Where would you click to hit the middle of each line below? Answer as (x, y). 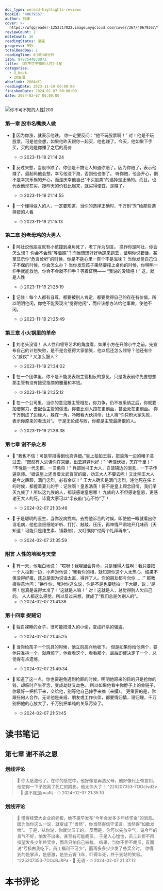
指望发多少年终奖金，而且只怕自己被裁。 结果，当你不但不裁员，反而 (85, 842)
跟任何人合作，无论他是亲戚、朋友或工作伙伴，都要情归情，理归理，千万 (84, 698)
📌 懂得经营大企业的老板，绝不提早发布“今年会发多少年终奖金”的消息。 (87, 818)
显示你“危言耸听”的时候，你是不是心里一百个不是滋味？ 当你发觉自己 (85, 259)
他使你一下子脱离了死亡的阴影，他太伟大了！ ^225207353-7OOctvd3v (87, 786)
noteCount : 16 (19, 37)
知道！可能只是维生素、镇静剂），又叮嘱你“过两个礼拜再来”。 (73, 531)
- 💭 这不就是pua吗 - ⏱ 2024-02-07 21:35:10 (60, 792)
